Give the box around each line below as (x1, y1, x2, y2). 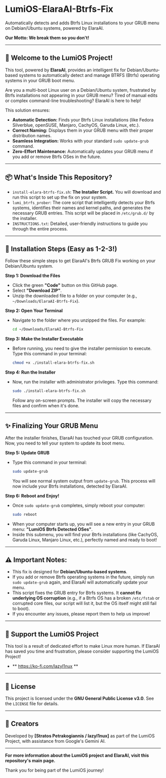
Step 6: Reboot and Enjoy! (5, 493, 60, 499)
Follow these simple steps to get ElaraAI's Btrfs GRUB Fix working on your (5, 258, 156, 264)
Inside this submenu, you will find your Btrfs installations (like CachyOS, (12, 531, 159, 537)
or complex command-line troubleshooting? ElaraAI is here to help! (5, 98, 141, 104)
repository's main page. (5, 757, 56, 764)
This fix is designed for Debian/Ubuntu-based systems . (12, 569, 127, 575)
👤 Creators (5, 720, 39, 728)
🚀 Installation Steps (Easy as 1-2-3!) (5, 244, 118, 253)
